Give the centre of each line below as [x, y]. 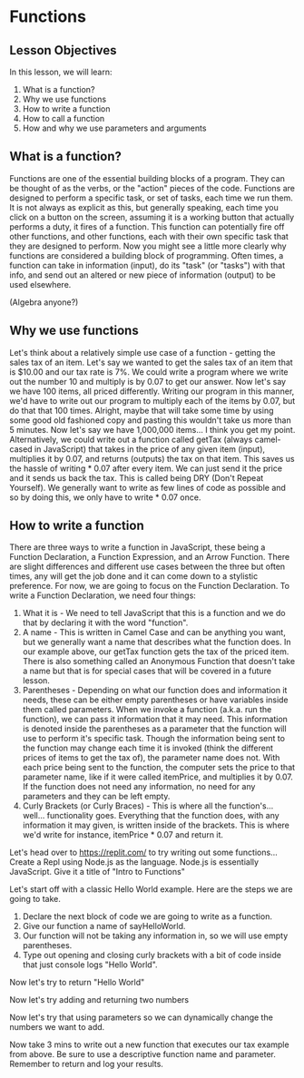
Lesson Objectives [63, 50]
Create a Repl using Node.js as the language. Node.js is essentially [134, 862]
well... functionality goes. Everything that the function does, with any [151, 816]
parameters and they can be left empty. [96, 797]
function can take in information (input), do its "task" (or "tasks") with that [147, 265]
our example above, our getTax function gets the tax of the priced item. [156, 652]
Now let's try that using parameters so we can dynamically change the [142, 1017]
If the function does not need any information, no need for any [139, 787]
